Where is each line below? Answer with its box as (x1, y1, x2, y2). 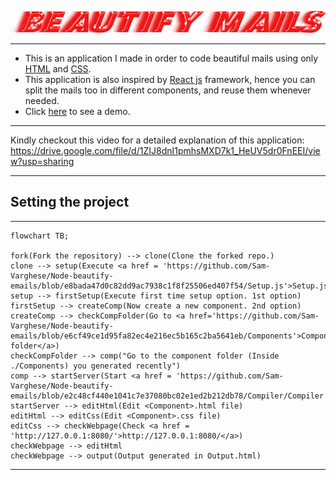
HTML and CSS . (24, 62, 92, 75)
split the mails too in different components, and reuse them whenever (24, 84, 312, 96)
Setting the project (10, 194, 130, 211)
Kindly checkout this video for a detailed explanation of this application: (10, 134, 305, 146)
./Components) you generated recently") (10, 361, 182, 371)
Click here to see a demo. (24, 105, 131, 117)
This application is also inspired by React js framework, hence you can (24, 73, 316, 85)
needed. (24, 94, 60, 106)
